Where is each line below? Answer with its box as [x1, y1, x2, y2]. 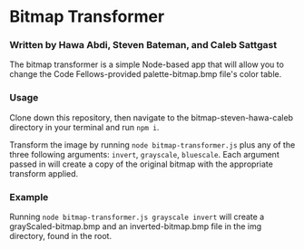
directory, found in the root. [9, 231, 112, 242]
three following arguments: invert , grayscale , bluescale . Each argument [9, 149, 279, 159]
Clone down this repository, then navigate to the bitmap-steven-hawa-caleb [9, 111, 293, 123]
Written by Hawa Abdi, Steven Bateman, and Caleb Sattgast [9, 39, 278, 52]
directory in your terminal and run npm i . [9, 121, 160, 132]
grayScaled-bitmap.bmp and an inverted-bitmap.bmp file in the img [9, 221, 262, 232]
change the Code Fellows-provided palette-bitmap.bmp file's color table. [9, 69, 282, 80]
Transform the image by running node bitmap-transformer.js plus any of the [9, 139, 296, 150]
